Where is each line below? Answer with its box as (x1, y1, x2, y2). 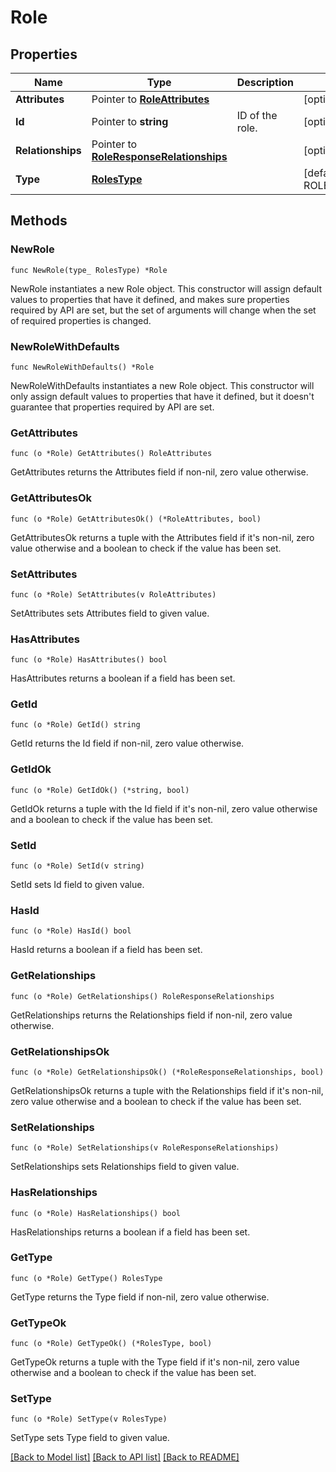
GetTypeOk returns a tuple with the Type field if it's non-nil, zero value (10, 1356, 300, 1368)
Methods (10, 212, 68, 230)
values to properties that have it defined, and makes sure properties (10, 293, 290, 305)
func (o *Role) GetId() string (10, 720, 141, 730)
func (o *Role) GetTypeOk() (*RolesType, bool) (10, 1339, 213, 1349)
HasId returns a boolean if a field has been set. (10, 944, 203, 956)
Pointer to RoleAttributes (91, 92, 210, 106)
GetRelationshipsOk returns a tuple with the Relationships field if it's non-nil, (10, 1084, 324, 1096)
